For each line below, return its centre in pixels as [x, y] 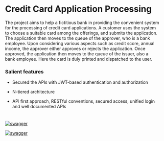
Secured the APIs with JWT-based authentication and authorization [80, 82]
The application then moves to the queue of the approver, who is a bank [78, 38]
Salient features [24, 71]
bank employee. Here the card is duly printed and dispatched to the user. [79, 59]
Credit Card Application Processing [78, 9]
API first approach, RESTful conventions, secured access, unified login [83, 101]
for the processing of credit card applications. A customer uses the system [81, 27]
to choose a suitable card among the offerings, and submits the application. [81, 33]
